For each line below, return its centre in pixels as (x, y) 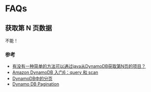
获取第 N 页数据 (29, 28)
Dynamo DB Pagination (36, 84)
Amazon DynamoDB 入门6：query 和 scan (55, 72)
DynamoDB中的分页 (32, 79)
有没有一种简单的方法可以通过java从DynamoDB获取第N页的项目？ (79, 66)
